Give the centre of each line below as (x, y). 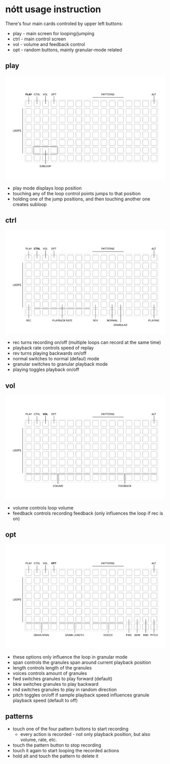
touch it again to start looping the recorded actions (66, 750)
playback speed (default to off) (45, 700)
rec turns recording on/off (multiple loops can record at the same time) (87, 342)
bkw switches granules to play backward (55, 684)
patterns (19, 716)
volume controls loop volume (43, 508)
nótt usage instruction (53, 9)
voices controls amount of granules (50, 673)
